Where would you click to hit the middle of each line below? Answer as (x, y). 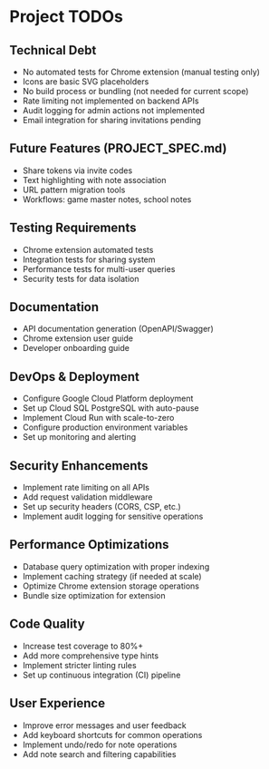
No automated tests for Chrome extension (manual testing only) (141, 72)
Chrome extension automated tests (88, 249)
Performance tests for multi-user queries (99, 268)
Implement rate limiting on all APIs (86, 488)
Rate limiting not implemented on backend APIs (110, 101)
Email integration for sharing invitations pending (112, 120)
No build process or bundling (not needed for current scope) (135, 91)
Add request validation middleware (87, 497)
